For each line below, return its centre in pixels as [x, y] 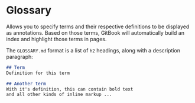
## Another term [26, 84]
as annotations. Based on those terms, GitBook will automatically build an [95, 32]
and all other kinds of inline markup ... [59, 95]
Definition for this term [38, 73]
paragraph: [20, 57]
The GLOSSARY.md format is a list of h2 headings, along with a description [93, 50]
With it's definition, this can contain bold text [70, 89]
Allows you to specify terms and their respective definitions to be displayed [98, 26]
